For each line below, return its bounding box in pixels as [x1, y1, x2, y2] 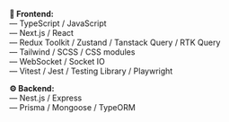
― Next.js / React [9, 28, 75, 38]
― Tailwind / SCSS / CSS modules [9, 47, 136, 57]
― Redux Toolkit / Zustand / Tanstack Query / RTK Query [9, 37, 221, 48]
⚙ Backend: [9, 83, 55, 93]
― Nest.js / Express [9, 92, 83, 103]
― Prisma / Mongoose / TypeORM [9, 102, 137, 112]
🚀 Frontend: [9, 9, 54, 19]
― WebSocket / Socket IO [9, 57, 106, 66]
